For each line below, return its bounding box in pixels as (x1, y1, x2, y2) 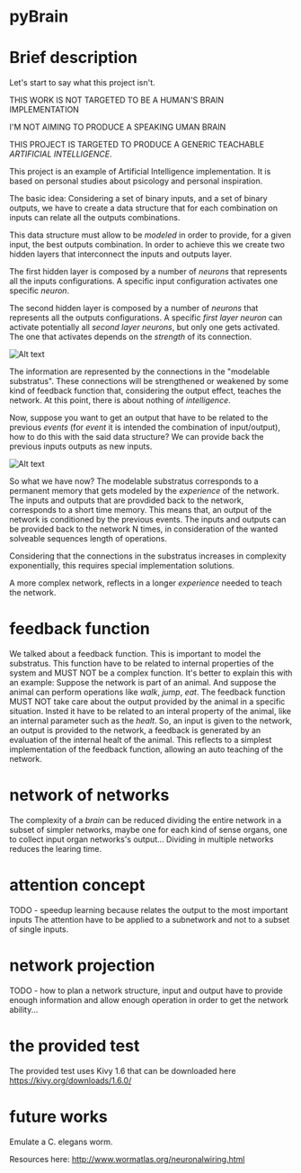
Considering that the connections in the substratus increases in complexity (9, 551, 287, 561)
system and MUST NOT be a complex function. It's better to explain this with (9, 667, 293, 678)
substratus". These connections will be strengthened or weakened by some (9, 376, 289, 387)
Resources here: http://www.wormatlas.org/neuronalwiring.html (9, 1153, 245, 1164)
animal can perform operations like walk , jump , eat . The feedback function (9, 686, 286, 698)
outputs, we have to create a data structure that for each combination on (9, 202, 279, 213)
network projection (9, 955, 155, 976)
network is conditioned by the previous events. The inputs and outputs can (9, 515, 287, 525)
